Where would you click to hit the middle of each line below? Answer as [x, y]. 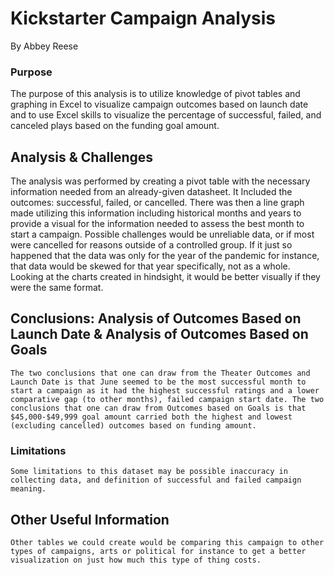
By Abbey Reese [44, 46]
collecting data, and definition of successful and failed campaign [156, 480]
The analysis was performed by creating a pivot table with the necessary [160, 181]
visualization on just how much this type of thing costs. [136, 560]
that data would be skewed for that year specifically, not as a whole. [150, 266]
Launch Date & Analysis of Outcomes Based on [159, 334]
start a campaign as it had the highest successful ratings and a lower [165, 390]
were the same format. [57, 288]
